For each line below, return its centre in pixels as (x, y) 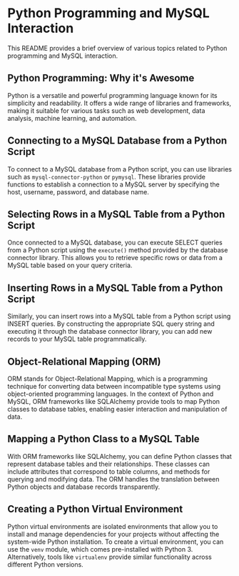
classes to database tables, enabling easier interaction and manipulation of (117, 409)
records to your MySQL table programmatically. (77, 339)
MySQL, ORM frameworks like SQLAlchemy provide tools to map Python (113, 401)
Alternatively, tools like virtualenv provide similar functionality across (110, 557)
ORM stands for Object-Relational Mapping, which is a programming (108, 379)
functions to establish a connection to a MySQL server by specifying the (113, 184)
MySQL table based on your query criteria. (70, 265)
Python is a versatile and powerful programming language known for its (112, 95)
